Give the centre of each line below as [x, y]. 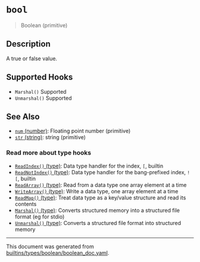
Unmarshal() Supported [43, 98]
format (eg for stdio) [40, 217]
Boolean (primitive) [44, 25]
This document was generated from [50, 246]
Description [28, 44]
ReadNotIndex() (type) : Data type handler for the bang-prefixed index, [100, 172]
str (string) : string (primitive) [50, 137]
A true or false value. [32, 58]
